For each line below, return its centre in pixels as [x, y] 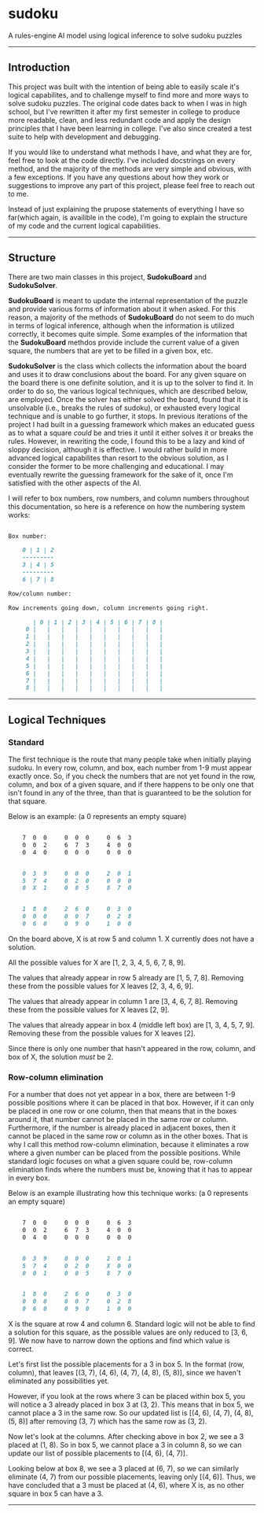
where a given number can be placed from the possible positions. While [125, 1153]
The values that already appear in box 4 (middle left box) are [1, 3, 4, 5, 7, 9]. [132, 1024]
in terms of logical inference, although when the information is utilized [121, 325]
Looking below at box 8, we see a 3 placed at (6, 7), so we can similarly [124, 1469]
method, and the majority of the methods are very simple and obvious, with [130, 168]
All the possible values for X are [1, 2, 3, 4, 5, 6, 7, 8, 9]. [97, 962]
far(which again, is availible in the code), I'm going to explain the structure [128, 217]
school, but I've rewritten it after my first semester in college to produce [124, 112]
